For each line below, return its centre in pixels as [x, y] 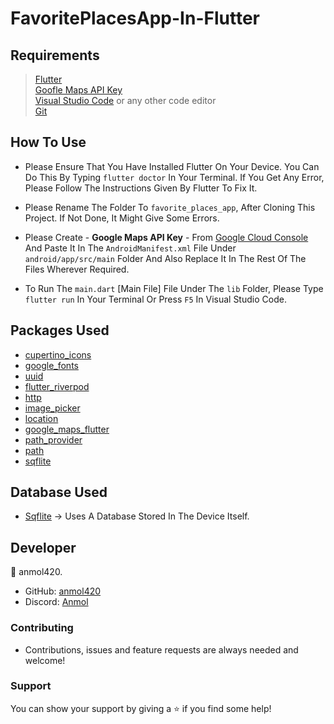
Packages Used [60, 330]
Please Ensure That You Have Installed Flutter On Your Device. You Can [172, 166]
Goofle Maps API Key [78, 90]
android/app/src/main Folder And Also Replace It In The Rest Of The [165, 258]
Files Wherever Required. [77, 269]
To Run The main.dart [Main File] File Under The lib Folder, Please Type [174, 288]
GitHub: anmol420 [63, 591]
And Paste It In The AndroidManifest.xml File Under [130, 248]
